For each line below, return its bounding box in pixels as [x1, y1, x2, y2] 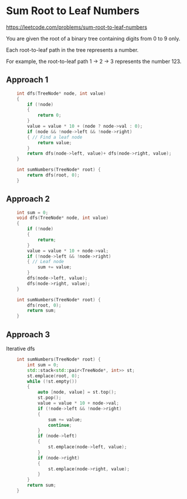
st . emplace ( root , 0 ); [27, 372, 80, 379]
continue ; [47, 422, 72, 428]
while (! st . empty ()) [27, 378, 77, 384]
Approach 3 [6, 330, 50, 340]
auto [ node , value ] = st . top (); [37, 390, 117, 395]
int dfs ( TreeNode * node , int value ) [16, 90, 107, 97]
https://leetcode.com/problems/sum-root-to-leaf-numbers [6, 24, 148, 31]
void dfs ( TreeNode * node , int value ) [16, 215, 109, 221]
